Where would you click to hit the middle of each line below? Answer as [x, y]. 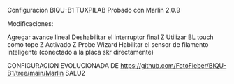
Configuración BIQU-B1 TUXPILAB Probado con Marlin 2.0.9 [94, 10]
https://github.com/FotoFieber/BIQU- [173, 65]
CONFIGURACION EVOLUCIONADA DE [63, 65]
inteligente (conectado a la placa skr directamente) [80, 52]
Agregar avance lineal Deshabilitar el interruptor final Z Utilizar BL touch [111, 37]
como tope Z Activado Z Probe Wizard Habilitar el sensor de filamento [108, 44]
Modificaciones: [30, 23]
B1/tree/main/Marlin [36, 73]
